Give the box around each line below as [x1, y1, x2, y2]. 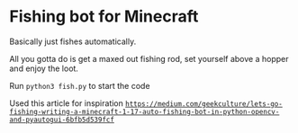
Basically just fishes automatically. [9, 36, 137, 47]
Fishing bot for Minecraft [9, 6, 199, 27]
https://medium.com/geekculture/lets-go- [124, 99, 284, 109]
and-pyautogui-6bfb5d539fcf [9, 115, 115, 124]
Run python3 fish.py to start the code [9, 80, 150, 91]
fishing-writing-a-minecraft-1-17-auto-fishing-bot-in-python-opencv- [9, 107, 280, 116]
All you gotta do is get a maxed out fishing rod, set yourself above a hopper [9, 53, 289, 64]
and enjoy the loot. [9, 63, 79, 74]
